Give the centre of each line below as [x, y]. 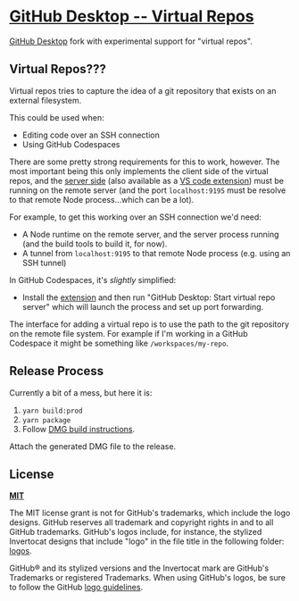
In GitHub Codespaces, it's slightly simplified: [93, 280]
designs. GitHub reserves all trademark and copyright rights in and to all [141, 522]
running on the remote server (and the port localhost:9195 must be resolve [148, 190]
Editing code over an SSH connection [91, 135]
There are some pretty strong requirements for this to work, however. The [145, 162]
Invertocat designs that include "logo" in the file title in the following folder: [147, 541]
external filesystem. [46, 100]
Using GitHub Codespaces [71, 144]
